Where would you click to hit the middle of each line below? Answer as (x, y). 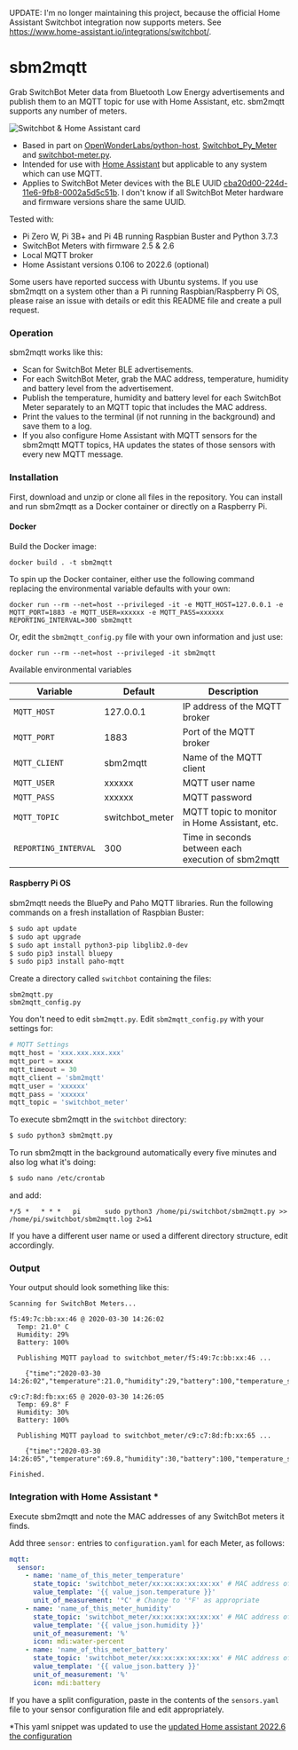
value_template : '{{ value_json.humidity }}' (118, 1625)
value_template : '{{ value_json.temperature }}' (124, 1592)
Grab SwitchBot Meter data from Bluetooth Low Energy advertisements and (147, 91)
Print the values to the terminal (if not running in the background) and (149, 417)
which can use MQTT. (62, 173)
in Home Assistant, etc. (231, 823)
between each (212, 848)
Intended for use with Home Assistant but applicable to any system (145, 164)
